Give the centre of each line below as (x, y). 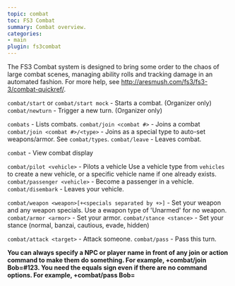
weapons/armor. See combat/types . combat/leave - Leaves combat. (104, 139)
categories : (25, 34)
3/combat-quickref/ (36, 89)
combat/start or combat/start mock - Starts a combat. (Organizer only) (109, 103)
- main (17, 40)
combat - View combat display (50, 153)
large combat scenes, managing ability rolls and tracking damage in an (110, 74)
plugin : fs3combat (34, 47)
